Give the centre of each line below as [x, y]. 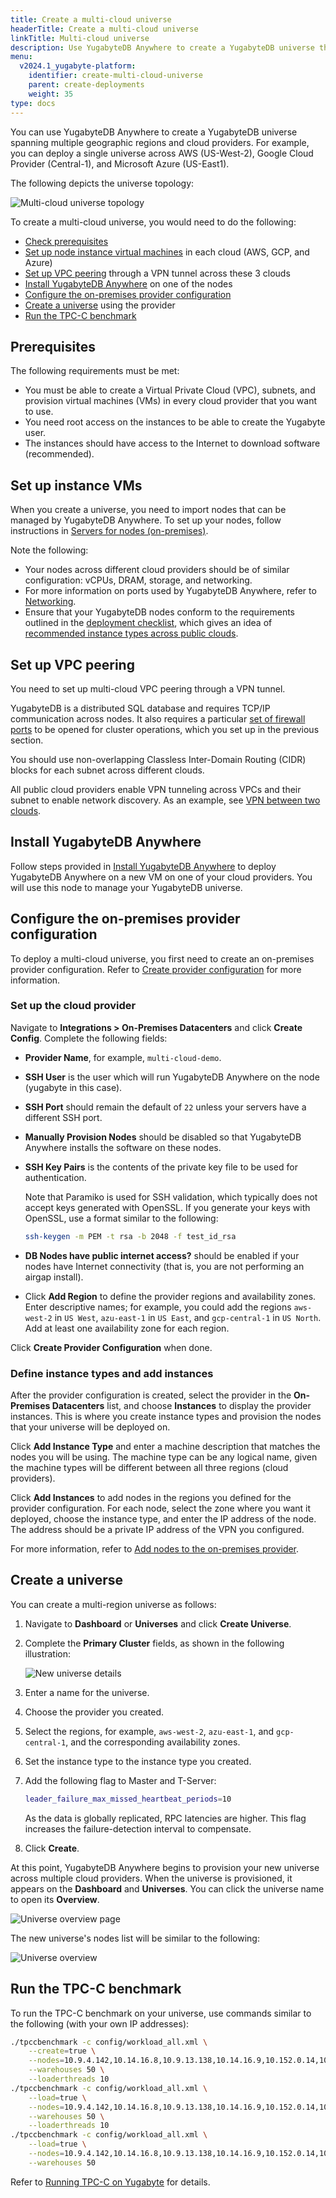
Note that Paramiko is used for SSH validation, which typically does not [171, 1197]
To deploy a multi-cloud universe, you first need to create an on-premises [162, 958]
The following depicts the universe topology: [102, 183]
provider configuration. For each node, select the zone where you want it [161, 1508]
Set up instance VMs [76, 485]
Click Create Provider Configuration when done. [111, 1347]
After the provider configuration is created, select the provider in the [151, 1395]
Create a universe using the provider [100, 305]
